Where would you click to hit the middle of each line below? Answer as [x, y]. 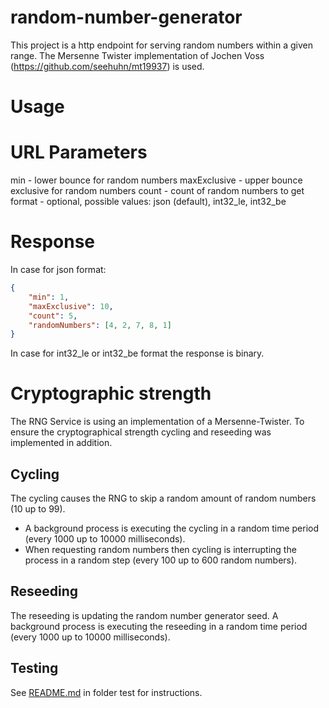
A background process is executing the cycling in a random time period [172, 528]
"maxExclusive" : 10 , [71, 306]
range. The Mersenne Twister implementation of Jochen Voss [137, 55]
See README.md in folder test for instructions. [106, 692]
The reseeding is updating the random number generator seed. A [144, 615]
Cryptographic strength [111, 393]
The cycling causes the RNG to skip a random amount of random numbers [163, 498]
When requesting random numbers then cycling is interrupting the [160, 549]
